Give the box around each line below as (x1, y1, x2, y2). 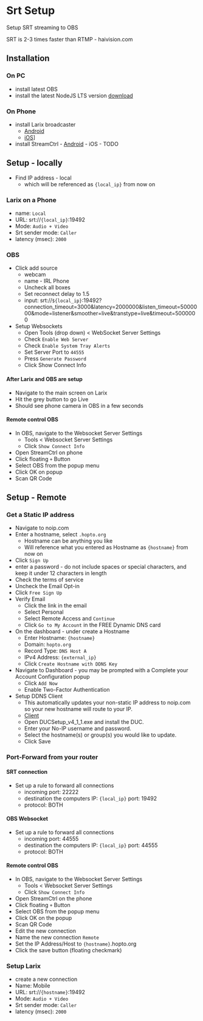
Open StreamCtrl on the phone (15, 894, 92, 902)
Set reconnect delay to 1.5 (24, 290, 90, 298)
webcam (24, 271, 46, 278)
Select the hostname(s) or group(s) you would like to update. (24, 731, 177, 739)
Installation (6, 53, 50, 64)
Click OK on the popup (15, 914, 72, 921)
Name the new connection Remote (15, 933, 99, 941)
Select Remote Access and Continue (24, 615, 115, 622)
